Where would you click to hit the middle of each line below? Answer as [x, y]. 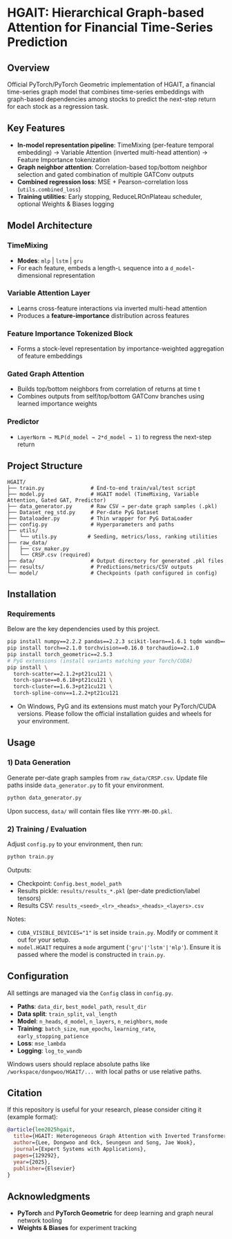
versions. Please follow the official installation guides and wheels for [114, 714]
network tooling [39, 1220]
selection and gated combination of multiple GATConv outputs [106, 174]
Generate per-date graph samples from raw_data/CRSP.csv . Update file [107, 777]
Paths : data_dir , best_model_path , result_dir [82, 1006]
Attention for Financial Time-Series [110, 27]
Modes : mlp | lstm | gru [50, 261]
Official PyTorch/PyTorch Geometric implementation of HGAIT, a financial [111, 84]
